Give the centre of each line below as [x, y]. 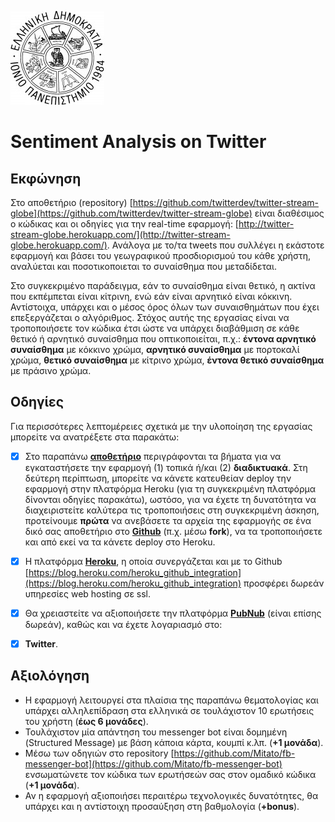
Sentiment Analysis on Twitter [138, 142]
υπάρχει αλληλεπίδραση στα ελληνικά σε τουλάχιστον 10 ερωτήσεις [169, 710]
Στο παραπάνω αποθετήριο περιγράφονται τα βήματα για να [153, 456]
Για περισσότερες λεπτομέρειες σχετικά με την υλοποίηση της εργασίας [161, 426]
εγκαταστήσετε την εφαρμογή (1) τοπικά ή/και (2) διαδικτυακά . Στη [166, 467]
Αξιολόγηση [50, 676]
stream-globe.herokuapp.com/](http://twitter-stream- [120, 234]
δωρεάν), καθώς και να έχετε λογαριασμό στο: [123, 624]
